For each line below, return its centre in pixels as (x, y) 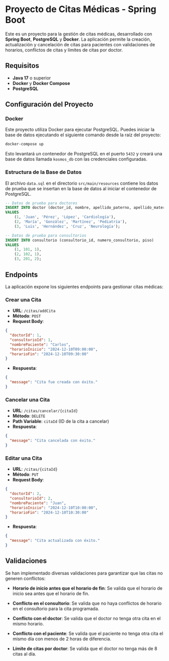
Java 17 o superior (32, 78)
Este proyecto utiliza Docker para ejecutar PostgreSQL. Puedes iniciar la (80, 130)
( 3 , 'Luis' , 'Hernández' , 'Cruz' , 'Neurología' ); (67, 226)
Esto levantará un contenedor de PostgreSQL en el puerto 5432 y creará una (84, 154)
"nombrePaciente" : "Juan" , (38, 503)
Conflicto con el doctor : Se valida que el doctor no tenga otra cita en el (87, 618)
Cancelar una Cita (28, 399)
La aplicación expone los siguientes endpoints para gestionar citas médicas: (84, 286)
